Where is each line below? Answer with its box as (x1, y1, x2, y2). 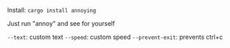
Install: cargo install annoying (7, 6, 97, 14)
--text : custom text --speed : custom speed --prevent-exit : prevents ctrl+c (7, 33, 224, 41)
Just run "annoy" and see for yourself (7, 19, 115, 27)
